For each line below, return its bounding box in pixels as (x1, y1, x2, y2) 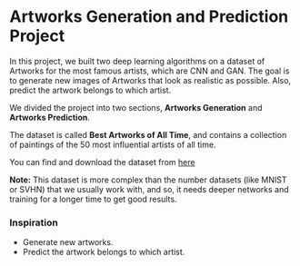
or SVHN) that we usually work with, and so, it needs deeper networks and (9, 183, 289, 194)
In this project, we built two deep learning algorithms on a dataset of (9, 55, 265, 66)
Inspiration (9, 216, 59, 229)
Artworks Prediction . (9, 112, 91, 123)
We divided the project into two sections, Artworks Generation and (9, 102, 263, 113)
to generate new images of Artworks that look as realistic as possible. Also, (9, 74, 292, 85)
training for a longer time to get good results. (9, 193, 177, 204)
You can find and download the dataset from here (9, 156, 195, 167)
